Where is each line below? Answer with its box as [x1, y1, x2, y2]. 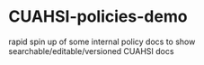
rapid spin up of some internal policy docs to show [8, 36, 196, 47]
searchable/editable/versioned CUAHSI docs [8, 45, 174, 56]
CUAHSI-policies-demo [8, 6, 188, 27]
